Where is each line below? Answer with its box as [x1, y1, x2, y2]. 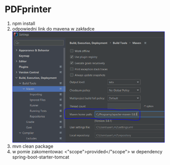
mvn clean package [12, 143, 54, 149]
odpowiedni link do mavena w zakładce [12, 25, 95, 31]
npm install [12, 20, 36, 26]
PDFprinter [5, 4, 52, 15]
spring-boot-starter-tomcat [12, 154, 70, 160]
